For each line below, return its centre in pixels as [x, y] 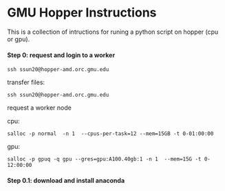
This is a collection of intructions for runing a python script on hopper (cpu [113, 32]
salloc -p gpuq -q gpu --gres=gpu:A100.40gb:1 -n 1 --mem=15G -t [104, 159]
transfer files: [26, 82]
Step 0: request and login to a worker [61, 55]
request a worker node [40, 108]
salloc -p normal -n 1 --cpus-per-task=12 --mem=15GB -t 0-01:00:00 [110, 134]
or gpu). [19, 39]
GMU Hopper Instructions [82, 13]
